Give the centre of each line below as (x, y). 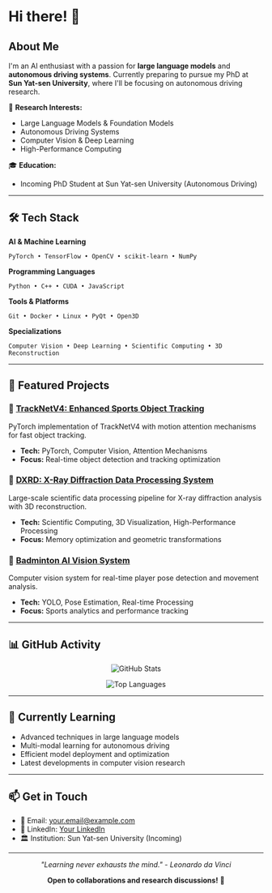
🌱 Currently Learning (62, 718)
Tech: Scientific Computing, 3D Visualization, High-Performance (128, 522)
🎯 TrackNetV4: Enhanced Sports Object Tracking (106, 408)
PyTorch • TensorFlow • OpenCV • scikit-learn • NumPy (103, 256)
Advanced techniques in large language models (100, 737)
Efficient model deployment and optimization (95, 754)
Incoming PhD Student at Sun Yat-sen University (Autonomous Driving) (138, 184)
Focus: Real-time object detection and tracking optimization (120, 459)
